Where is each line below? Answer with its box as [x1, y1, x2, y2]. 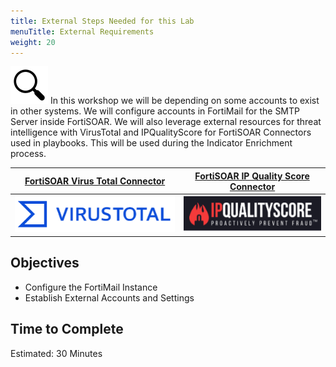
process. [10, 148, 47, 160]
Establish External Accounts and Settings [24, 291, 195, 304]
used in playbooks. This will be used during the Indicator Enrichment [10, 137, 293, 149]
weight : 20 [10, 37, 56, 47]
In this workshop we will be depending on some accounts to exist [49, 95, 320, 107]
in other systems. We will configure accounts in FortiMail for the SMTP [10, 105, 300, 117]
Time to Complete [10, 321, 124, 338]
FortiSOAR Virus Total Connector [24, 175, 166, 187]
